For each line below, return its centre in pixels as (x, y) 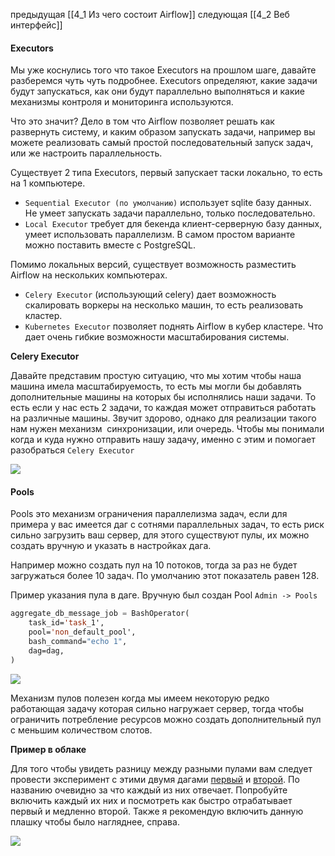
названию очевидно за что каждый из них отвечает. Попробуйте (149, 790)
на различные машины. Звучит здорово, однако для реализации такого (163, 418)
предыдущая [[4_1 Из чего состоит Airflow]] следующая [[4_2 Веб (150, 14)
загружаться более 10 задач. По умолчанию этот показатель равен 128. (165, 576)
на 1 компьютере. (48, 183)
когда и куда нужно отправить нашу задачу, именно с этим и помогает (163, 440)
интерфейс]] (36, 25)
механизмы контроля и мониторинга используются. (122, 102)
